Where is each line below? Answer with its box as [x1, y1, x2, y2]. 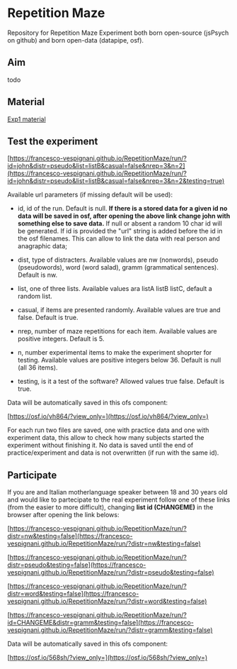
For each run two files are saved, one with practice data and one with [7, 426, 209, 434]
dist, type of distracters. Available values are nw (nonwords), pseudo [17, 255, 219, 264]
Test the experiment [7, 135, 98, 147]
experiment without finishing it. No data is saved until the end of [7, 441, 194, 450]
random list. [17, 292, 53, 301]
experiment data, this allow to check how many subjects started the [7, 433, 204, 442]
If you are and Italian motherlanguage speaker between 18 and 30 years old [7, 488, 228, 497]
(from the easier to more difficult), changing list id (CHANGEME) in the [7, 503, 214, 512]
